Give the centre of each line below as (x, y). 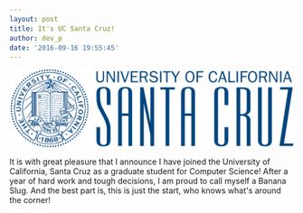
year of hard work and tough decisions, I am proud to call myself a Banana (148, 181)
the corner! (30, 199)
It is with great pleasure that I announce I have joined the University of (140, 162)
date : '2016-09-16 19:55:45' (64, 48)
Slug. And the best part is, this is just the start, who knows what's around (146, 190)
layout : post (34, 19)
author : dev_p (36, 38)
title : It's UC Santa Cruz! (62, 28)
